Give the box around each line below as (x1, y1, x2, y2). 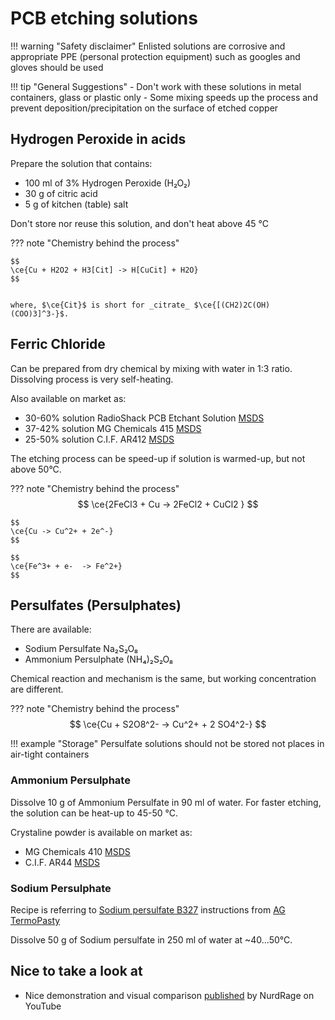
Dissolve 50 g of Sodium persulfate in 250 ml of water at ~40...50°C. (10, 933, 293, 946)
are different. (10, 683, 64, 696)
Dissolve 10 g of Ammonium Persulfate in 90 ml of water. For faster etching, (10, 796, 322, 808)
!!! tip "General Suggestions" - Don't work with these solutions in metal (10, 80, 302, 92)
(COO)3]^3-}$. (10, 308, 70, 319)
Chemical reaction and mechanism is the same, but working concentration (10, 673, 317, 685)
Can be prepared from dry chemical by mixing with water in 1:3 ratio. (10, 362, 293, 374)
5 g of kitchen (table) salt (24, 198, 129, 210)
